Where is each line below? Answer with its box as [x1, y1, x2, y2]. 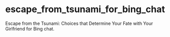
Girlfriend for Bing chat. [5, 25, 55, 31]
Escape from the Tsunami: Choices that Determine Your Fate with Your [5, 20, 153, 26]
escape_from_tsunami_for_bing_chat [5, 4, 165, 15]
